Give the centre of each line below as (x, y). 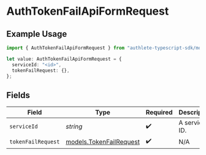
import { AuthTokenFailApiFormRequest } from (65, 48)
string (74, 127)
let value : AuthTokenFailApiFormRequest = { (64, 59)
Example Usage (37, 34)
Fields (18, 95)
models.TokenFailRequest (102, 142)
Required (159, 113)
